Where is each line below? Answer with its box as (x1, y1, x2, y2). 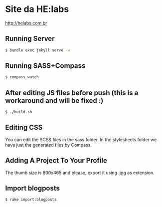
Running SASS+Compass (5, 61, 86, 70)
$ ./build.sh (5, 110, 32, 115)
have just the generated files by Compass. (5, 142, 92, 148)
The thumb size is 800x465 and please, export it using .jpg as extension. (5, 170, 155, 176)
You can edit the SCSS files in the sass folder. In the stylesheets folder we (5, 136, 157, 143)
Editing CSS (5, 123, 43, 132)
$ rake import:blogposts (5, 197, 57, 203)
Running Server (5, 34, 55, 43)
